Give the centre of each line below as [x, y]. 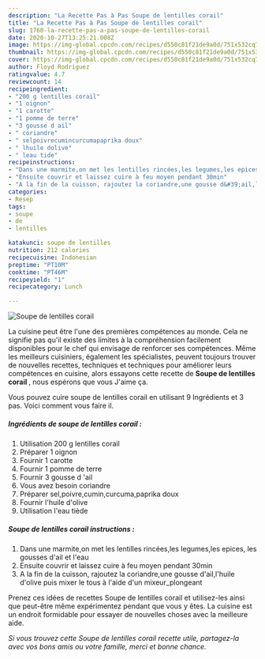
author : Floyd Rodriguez [49, 67]
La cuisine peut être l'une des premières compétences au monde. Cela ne [128, 332]
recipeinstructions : [42, 163]
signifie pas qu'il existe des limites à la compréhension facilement [115, 340]
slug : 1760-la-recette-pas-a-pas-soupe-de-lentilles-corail [109, 30]
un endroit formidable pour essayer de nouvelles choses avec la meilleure [128, 615]
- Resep [21, 199]
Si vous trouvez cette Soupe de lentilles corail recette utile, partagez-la [124, 638]
